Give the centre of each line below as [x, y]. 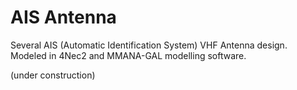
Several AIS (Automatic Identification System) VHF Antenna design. [149, 45]
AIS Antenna [63, 17]
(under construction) [53, 75]
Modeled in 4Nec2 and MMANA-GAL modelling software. [128, 55]
